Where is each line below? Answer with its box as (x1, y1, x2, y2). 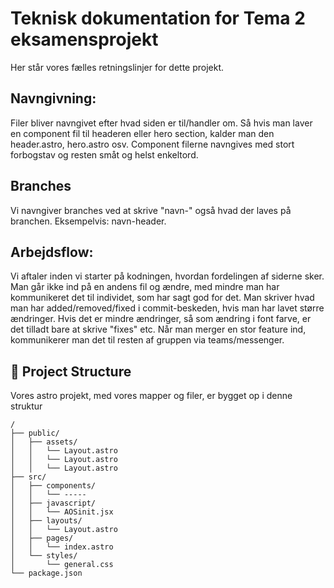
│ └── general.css (10, 560, 114, 570)
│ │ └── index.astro (10, 542, 114, 552)
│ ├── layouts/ (10, 516, 83, 526)
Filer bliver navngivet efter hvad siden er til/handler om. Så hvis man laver (10, 117, 313, 129)
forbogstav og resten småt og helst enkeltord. (10, 148, 199, 161)
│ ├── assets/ (10, 437, 78, 447)
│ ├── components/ (10, 481, 97, 491)
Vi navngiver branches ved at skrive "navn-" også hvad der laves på (10, 204, 292, 216)
